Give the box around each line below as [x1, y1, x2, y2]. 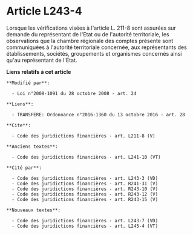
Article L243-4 [6, 4, 83, 18]
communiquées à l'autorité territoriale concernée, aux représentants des [6, 44, 188, 51]
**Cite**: [6, 122, 31, 128]
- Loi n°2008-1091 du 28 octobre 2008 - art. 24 [11, 90, 137, 96]
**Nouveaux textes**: [6, 207, 61, 213]
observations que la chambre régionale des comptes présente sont [6, 37, 174, 44]
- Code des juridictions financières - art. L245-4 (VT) [11, 223, 159, 229]
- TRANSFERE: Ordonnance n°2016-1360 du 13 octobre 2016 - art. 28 [11, 111, 186, 117]
